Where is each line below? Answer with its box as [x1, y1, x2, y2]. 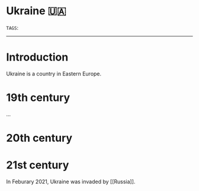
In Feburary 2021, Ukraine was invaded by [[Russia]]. [6, 178, 136, 185]
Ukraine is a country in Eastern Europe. [6, 70, 102, 77]
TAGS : [6, 24, 19, 31]
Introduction [6, 50, 69, 64]
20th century [6, 132, 73, 145]
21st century [6, 158, 69, 172]
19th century [6, 91, 70, 104]
